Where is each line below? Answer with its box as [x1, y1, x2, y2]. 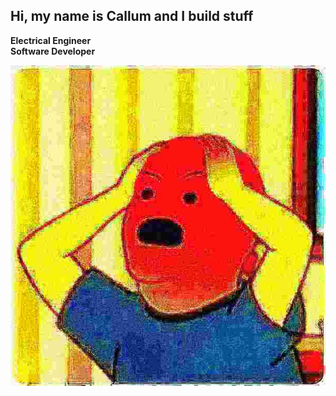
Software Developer [10, 45, 96, 57]
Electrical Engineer [10, 34, 92, 46]
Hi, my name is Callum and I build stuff [10, 8, 254, 25]
